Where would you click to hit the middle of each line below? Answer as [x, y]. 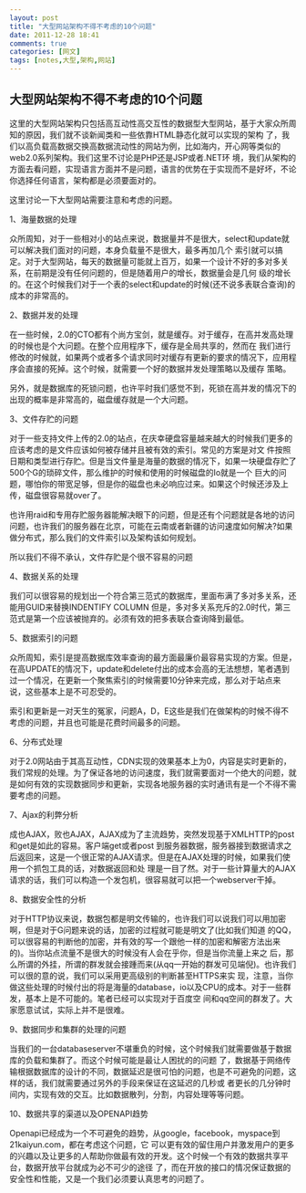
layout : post [34, 18]
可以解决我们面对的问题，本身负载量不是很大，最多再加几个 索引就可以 [142, 250]
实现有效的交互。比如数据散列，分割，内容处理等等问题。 [141, 1094]
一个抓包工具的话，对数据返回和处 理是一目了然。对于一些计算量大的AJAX [156, 868]
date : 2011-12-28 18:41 [55, 35]
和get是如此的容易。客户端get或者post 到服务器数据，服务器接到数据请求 [147, 845]
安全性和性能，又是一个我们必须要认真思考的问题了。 [109, 1178]
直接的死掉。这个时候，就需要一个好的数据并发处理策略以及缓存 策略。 [158, 368]
